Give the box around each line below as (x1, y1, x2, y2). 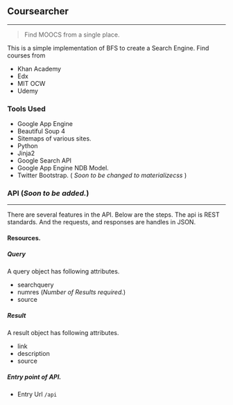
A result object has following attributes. (7, 328, 119, 336)
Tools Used (7, 104, 46, 114)
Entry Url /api (17, 390, 58, 398)
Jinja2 (17, 149, 35, 158)
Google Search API (17, 156, 71, 165)
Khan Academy (17, 64, 61, 73)
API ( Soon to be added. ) (7, 188, 89, 198)
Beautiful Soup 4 (17, 127, 66, 136)
